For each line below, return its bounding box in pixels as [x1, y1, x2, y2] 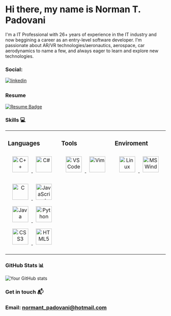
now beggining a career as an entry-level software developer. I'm [5, 37, 142, 43]
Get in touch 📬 [5, 288, 44, 295]
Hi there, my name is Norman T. [5, 4, 141, 15]
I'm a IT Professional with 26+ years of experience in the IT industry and [5, 31, 157, 37]
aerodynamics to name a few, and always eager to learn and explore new [5, 48, 159, 54]
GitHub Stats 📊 [5, 262, 44, 269]
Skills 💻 [5, 117, 26, 124]
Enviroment [115, 140, 149, 148]
